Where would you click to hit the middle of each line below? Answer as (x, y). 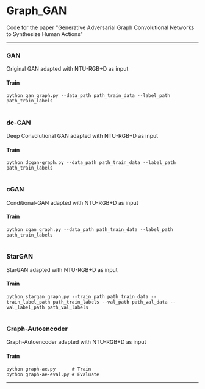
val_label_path (26, 307)
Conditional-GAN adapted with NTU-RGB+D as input (72, 202)
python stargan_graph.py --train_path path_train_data (77, 296)
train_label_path (28, 302)
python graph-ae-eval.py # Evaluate (53, 374)
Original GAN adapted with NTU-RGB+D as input (67, 69)
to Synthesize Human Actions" (45, 34)
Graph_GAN (37, 11)
